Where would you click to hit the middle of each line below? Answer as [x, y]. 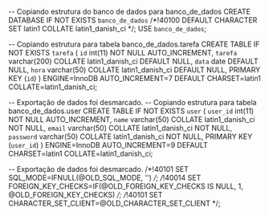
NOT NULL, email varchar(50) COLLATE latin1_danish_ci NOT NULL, [120, 128]
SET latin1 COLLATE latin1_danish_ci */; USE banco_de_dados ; [108, 29]
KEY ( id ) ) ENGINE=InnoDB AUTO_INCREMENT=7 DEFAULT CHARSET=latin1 [134, 78]
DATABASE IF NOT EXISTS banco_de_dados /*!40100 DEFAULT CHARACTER [133, 20]
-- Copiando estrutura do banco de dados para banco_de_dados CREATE [130, 12]
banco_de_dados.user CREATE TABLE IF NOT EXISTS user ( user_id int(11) [131, 111]
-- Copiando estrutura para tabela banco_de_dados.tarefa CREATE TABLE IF [134, 44]
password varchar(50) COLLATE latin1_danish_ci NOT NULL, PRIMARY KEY [130, 137]
